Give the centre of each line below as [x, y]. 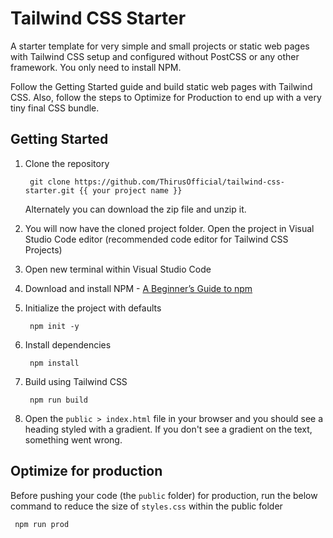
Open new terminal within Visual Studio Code [118, 269]
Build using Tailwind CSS [76, 381]
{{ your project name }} [130, 190]
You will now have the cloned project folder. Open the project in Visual [169, 228]
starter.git [49, 190]
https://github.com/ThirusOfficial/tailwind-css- [180, 182]
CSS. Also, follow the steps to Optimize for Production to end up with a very [166, 97]
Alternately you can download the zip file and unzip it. [135, 209]
